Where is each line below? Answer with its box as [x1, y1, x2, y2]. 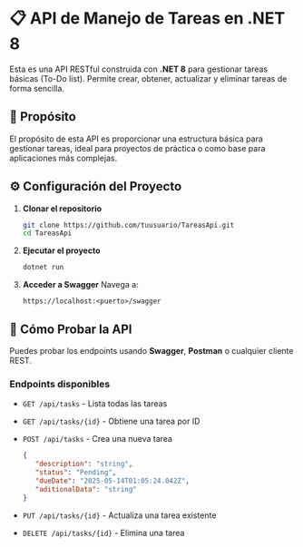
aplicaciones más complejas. [9, 152, 118, 163]
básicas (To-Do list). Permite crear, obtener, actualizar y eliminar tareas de [9, 73, 288, 83]
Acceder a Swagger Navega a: [22, 279, 139, 290]
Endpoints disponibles [9, 377, 111, 390]
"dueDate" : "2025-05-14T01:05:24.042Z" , [34, 476, 191, 485]
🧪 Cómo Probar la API [9, 321, 132, 337]
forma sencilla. [9, 83, 65, 93]
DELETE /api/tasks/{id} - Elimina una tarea [22, 527, 185, 538]
